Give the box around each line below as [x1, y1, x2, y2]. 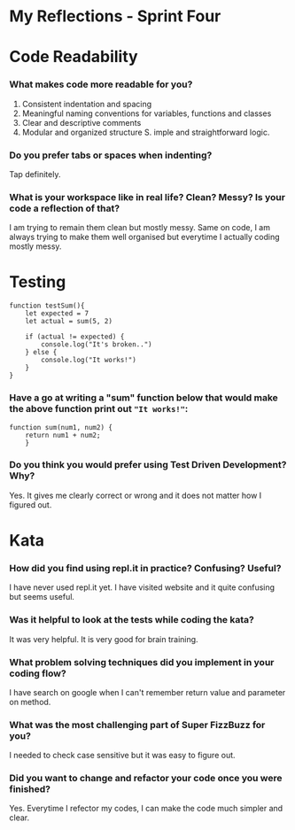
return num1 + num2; [25, 431, 101, 439]
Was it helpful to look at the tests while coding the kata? [9, 614, 254, 626]
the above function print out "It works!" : [9, 403, 189, 415]
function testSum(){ [9, 301, 86, 311]
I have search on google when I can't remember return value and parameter [9, 686, 286, 697]
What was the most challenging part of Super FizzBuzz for [9, 718, 266, 731]
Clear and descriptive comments [21, 117, 142, 128]
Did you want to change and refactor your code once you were [9, 772, 283, 785]
